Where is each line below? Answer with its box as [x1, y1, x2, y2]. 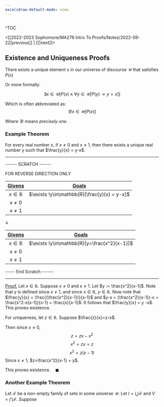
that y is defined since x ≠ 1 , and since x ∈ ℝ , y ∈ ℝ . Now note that [5, 288, 141, 294]
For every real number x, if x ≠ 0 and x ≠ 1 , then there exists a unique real [5, 142, 153, 147]
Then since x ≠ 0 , [5, 324, 41, 330]
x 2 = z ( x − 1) [69, 349, 95, 356]
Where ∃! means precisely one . [5, 119, 68, 124]
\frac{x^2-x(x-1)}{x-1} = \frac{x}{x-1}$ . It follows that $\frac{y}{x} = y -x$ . [5, 299, 154, 305]
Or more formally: [5, 82, 41, 88]
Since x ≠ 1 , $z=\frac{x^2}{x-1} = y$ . [5, 357, 79, 363]
